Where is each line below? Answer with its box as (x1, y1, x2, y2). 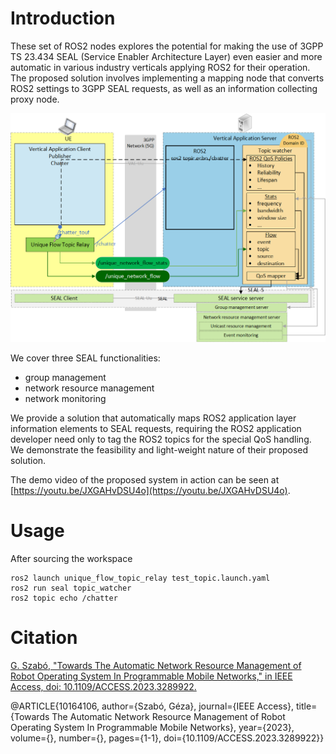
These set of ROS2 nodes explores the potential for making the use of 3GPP (10, 40, 324, 52)
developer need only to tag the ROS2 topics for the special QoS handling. (10, 433, 312, 445)
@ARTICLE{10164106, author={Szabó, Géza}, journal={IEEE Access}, (10, 700, 295, 712)
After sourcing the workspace (10, 552, 133, 564)
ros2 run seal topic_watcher (10, 583, 132, 593)
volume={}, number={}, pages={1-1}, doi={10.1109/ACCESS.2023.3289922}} (10, 732, 325, 744)
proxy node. (10, 93, 60, 105)
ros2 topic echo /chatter (10, 593, 118, 603)
